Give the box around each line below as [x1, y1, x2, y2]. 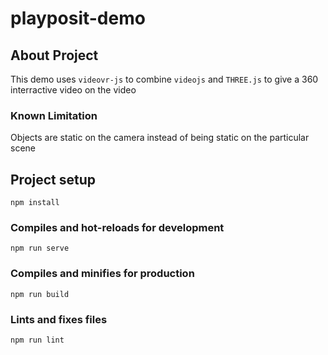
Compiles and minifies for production [10, 267, 195, 281]
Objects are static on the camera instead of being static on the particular [10, 132, 310, 144]
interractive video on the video [10, 84, 137, 96]
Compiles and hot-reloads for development [10, 221, 225, 235]
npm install [10, 198, 60, 208]
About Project [10, 47, 99, 64]
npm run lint [10, 335, 65, 345]
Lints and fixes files [10, 312, 108, 326]
